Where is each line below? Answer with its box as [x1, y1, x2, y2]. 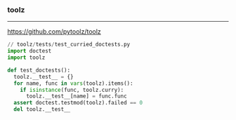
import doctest [7, 48, 52, 55]
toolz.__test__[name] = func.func [25, 93, 128, 100]
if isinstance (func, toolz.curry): [20, 86, 124, 93]
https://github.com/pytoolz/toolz [7, 27, 102, 36]
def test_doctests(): [7, 67, 71, 74]
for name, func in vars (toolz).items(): [13, 79, 133, 87]
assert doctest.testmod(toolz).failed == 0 [13, 100, 143, 107]
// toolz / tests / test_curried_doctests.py [7, 41, 131, 48]
